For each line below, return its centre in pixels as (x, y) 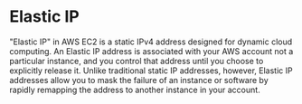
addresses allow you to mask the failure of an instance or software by (139, 80)
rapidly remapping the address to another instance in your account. (135, 90)
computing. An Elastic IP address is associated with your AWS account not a (151, 51)
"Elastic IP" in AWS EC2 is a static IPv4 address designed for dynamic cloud (151, 42)
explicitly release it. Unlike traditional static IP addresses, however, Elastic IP (151, 71)
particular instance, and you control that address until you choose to (137, 61)
